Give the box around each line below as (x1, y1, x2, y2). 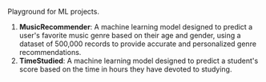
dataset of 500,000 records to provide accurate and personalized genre (18, 39, 257, 49)
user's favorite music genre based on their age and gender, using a (18, 31, 241, 40)
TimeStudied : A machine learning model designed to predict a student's (18, 56, 259, 65)
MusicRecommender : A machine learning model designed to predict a (18, 22, 253, 31)
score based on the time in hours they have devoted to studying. (18, 64, 232, 74)
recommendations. (18, 48, 82, 57)
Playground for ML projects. (7, 7, 99, 16)
